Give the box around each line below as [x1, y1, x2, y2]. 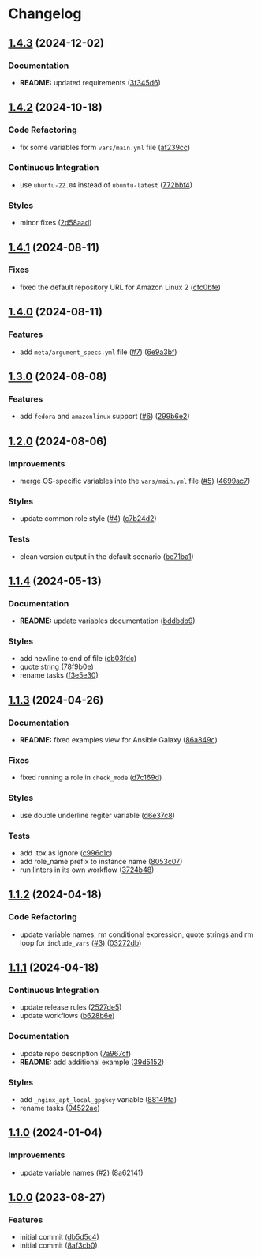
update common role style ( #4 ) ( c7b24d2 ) [19, 514, 157, 523]
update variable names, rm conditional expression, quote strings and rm [19, 930, 254, 939]
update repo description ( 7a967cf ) [19, 1048, 132, 1058]
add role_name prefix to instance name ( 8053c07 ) [19, 857, 183, 866]
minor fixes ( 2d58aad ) [19, 218, 92, 228]
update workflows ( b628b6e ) [19, 1011, 115, 1021]
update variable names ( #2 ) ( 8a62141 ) [19, 1168, 144, 1177]
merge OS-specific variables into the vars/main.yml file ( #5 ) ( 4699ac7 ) [19, 476, 251, 485]
